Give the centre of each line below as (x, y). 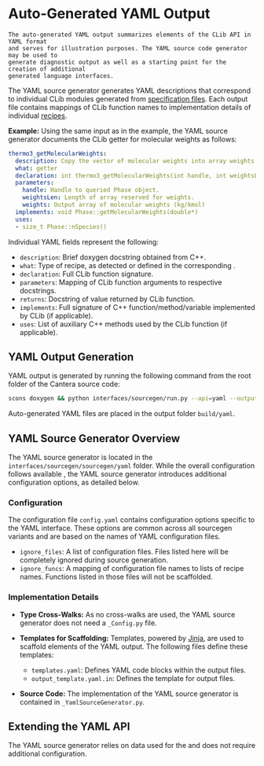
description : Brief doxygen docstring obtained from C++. (113, 257)
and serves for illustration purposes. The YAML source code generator (128, 48)
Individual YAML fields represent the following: (84, 241)
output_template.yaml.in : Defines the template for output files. (133, 678)
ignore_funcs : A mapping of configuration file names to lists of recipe (132, 569)
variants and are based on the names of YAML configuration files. (114, 536)
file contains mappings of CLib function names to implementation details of (130, 107)
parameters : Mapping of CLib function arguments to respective (121, 282)
